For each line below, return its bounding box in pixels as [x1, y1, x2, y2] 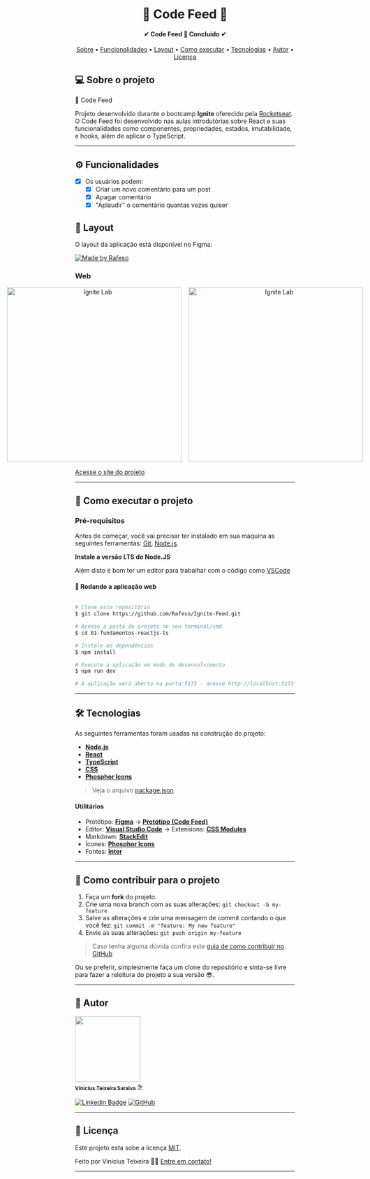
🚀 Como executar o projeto [75, 494, 193, 506]
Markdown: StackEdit [84, 832, 148, 841]
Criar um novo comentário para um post [95, 185, 211, 194]
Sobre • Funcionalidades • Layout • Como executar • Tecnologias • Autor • [75, 45, 295, 54]
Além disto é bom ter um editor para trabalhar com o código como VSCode [75, 566, 291, 575]
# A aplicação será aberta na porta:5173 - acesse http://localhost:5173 [75, 680, 295, 687]
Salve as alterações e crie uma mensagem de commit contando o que [84, 913, 286, 922]
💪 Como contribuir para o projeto [75, 874, 220, 886]
